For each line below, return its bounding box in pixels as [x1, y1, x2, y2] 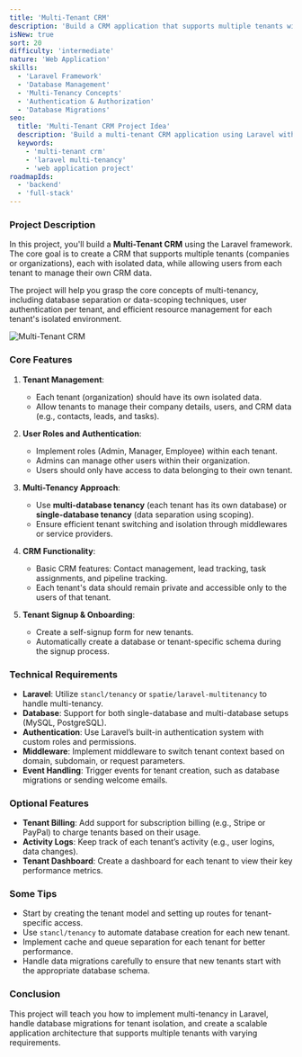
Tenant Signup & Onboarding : [22, 609, 136, 620]
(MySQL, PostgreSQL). [22, 717, 107, 728]
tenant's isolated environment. [9, 314, 122, 325]
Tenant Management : [22, 374, 105, 385]
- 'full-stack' [17, 189, 75, 198]
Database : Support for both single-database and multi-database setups [22, 707, 289, 718]
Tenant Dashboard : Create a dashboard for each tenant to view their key [22, 855, 293, 866]
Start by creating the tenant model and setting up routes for [22, 908, 243, 918]
